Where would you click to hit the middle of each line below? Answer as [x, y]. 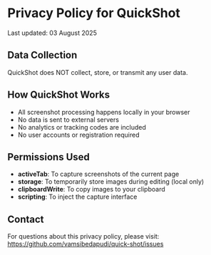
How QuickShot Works [59, 95]
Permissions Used [49, 157]
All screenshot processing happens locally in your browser [104, 112]
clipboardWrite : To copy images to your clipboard [91, 189]
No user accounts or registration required [78, 135]
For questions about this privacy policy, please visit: [83, 236]
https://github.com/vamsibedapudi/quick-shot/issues [86, 244]
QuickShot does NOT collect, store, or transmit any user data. [98, 72]
